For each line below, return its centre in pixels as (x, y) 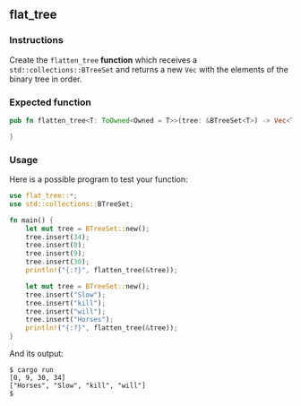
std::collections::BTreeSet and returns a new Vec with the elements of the (149, 69)
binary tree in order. (46, 79)
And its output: (37, 354)
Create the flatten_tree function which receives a (103, 60)
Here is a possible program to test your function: (99, 179)
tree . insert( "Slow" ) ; (65, 295)
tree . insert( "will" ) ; (65, 311)
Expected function (51, 102)
